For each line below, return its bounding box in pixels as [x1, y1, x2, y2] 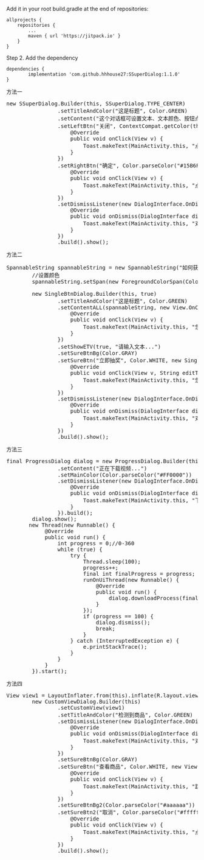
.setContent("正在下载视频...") [57, 465, 148, 472]
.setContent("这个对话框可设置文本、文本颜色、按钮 [57, 115, 195, 122]
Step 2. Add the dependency [6, 54, 78, 61]
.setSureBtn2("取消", [57, 809, 120, 816]
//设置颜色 [32, 272, 60, 279]
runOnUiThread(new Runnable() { [83, 576, 180, 583]
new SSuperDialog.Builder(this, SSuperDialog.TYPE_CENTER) [6, 100, 186, 107]
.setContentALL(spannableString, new [57, 304, 170, 311]
